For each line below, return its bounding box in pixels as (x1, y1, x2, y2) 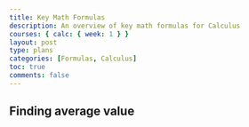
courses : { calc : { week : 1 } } (9, 29, 129, 38)
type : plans (9, 46, 53, 55)
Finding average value (9, 104, 135, 119)
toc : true (9, 63, 46, 72)
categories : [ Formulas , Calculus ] (9, 54, 138, 63)
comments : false (9, 71, 69, 80)
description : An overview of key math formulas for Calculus (9, 21, 241, 30)
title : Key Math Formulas (9, 12, 105, 22)
